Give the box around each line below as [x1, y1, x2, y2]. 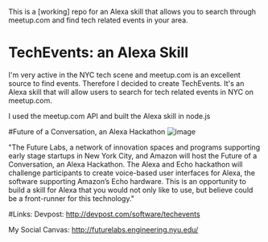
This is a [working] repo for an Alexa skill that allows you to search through [8, 7, 256, 16]
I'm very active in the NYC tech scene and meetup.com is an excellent [8, 70, 241, 80]
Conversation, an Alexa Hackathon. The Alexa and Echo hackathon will [8, 159, 243, 169]
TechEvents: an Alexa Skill [8, 43, 189, 62]
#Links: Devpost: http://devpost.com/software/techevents [8, 209, 200, 219]
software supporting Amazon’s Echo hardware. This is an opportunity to [8, 176, 247, 186]
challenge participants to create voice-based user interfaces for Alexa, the [8, 168, 256, 178]
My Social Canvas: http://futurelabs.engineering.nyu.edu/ [8, 224, 199, 234]
